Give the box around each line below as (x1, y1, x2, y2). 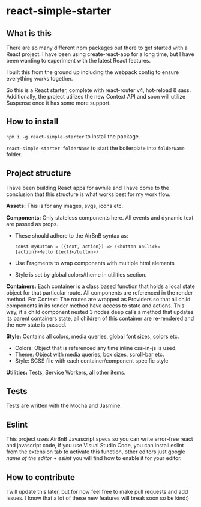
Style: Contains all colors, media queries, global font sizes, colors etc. (6, 333, 179, 340)
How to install (6, 117, 59, 127)
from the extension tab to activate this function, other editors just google (6, 448, 185, 455)
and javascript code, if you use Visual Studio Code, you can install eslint (6, 442, 184, 449)
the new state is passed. (6, 321, 67, 328)
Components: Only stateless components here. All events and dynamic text (6, 214, 194, 221)
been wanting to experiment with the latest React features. (6, 57, 151, 64)
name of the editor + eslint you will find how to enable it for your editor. (6, 455, 182, 462)
